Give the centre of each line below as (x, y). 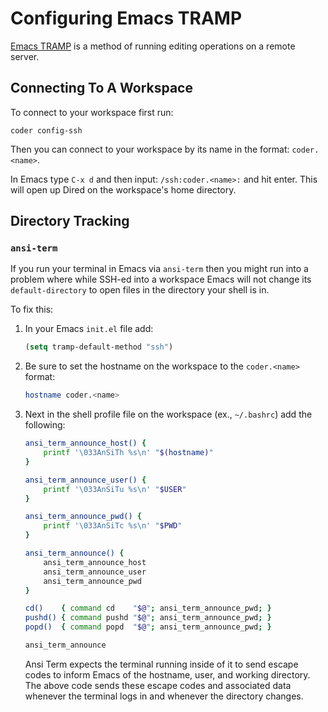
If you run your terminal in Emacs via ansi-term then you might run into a (159, 269)
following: (45, 425)
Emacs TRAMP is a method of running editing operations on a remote (153, 46)
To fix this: (32, 309)
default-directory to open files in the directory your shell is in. (140, 290)
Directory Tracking (70, 221)
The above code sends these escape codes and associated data (158, 685)
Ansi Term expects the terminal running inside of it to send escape (161, 664)
